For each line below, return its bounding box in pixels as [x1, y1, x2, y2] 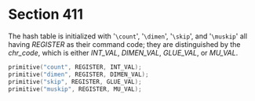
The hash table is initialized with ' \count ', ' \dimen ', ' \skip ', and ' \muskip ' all [8, 31, 248, 41]
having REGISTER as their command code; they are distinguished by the [8, 39, 241, 49]
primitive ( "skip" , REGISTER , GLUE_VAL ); [8, 78, 143, 85]
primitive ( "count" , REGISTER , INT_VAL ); [8, 63, 143, 71]
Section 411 [8, 5, 84, 23]
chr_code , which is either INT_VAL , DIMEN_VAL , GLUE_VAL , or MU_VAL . [8, 48, 239, 57]
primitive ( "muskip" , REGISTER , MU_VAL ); [8, 85, 143, 93]
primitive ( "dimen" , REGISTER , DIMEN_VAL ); [8, 70, 149, 78]
